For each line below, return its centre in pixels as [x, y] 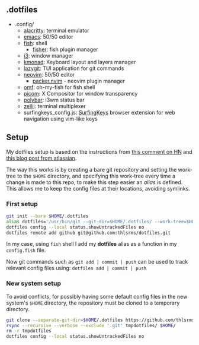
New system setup [33, 283]
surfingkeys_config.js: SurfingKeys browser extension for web [99, 112]
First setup [22, 204]
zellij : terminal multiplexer [54, 106]
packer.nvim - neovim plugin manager [79, 81]
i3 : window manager [49, 55]
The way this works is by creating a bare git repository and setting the [92, 169]
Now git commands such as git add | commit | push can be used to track [97, 262]
